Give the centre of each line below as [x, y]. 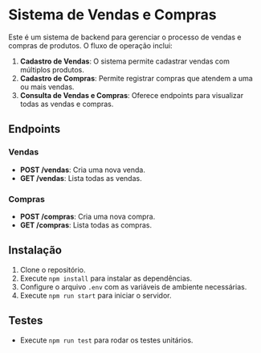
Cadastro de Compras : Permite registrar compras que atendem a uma [136, 78]
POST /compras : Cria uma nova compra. [88, 216]
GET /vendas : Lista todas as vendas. [81, 178]
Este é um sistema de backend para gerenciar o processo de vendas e [125, 37]
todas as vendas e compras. [67, 104]
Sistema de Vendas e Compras [112, 15]
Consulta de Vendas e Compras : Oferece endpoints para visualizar [131, 95]
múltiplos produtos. [52, 69]
